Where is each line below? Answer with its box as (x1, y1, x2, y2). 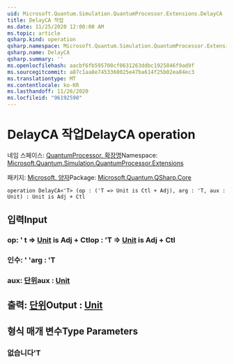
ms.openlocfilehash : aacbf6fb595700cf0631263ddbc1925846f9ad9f (7, 62, 195, 69)
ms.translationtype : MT (7, 75, 77, 82)
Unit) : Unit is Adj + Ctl (7, 193, 86, 200)
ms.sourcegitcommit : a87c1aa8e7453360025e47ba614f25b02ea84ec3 (7, 68, 195, 75)
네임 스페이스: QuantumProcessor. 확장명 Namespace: (7, 151, 158, 159)
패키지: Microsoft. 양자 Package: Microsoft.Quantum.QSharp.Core (7, 173, 192, 181)
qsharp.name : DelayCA (7, 50, 70, 56)
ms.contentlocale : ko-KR (7, 82, 79, 89)
